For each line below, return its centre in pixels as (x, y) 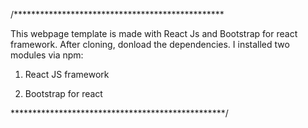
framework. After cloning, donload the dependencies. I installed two (150, 44)
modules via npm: (47, 55)
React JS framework (67, 74)
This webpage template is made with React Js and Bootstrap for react (154, 33)
